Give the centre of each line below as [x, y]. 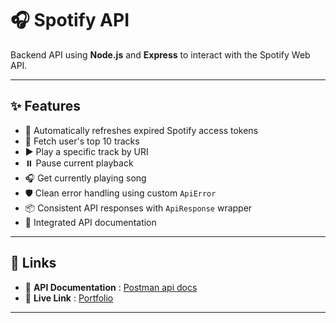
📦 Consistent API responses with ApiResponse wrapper [138, 208]
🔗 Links [33, 263]
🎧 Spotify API [70, 20]
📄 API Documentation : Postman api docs [111, 287]
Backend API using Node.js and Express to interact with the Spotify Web [160, 54]
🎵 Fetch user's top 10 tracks [82, 141]
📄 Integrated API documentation [90, 222]
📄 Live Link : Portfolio [69, 298]
